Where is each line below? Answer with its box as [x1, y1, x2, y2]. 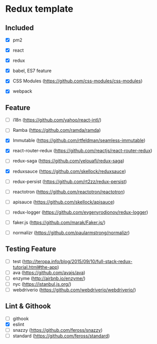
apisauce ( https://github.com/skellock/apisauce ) [12, 199, 115, 205]
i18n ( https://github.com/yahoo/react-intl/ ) [12, 117, 102, 123]
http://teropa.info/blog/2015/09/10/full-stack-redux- [23, 258, 133, 264]
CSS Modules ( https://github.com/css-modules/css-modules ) [12, 78, 143, 84]
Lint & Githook [5, 302, 51, 311]
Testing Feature [5, 245, 57, 254]
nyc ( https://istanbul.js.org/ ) [12, 281, 71, 287]
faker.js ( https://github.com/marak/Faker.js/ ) [12, 219, 106, 225]
